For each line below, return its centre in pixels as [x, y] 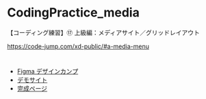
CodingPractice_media [74, 13]
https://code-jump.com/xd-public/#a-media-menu [78, 46]
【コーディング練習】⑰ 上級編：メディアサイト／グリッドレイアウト [103, 32]
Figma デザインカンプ [48, 71]
